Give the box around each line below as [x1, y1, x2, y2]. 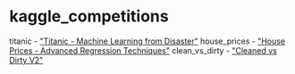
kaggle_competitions [9, 6, 169, 27]
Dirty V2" [9, 54, 44, 65]
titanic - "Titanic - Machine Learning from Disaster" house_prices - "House [9, 36, 286, 46]
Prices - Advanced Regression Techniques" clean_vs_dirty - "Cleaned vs [9, 45, 277, 55]
